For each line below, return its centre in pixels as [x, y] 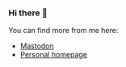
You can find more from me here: [63, 31]
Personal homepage [53, 55]
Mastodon [37, 46]
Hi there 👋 [28, 13]
